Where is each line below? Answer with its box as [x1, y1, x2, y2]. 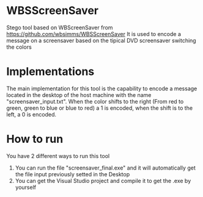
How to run [6, 132, 64, 146]
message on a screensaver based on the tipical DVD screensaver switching [6, 37, 197, 44]
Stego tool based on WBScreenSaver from [6, 24, 113, 31]
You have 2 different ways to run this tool [6, 152, 110, 159]
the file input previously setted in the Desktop [15, 170, 130, 177]
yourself [15, 184, 37, 191]
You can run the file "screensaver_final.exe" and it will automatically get [15, 164, 196, 171]
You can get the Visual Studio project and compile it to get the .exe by [15, 177, 191, 184]
